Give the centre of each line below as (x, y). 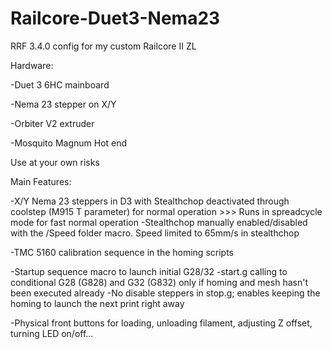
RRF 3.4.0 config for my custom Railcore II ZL (103, 46)
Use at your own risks (55, 162)
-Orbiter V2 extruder (52, 123)
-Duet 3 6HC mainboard (60, 84)
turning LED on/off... (52, 333)
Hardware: (32, 65)
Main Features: (41, 181)
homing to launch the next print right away (97, 303)
